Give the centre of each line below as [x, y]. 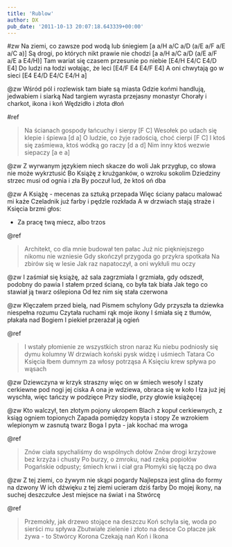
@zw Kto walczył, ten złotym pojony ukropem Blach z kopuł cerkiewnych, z [115, 411]
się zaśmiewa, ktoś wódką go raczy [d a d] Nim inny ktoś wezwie [117, 145]
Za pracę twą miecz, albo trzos [61, 222]
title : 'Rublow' [30, 14]
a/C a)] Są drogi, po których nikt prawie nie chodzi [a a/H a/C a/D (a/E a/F [112, 53]
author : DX [23, 20]
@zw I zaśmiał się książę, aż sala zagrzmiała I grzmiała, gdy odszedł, [106, 277]
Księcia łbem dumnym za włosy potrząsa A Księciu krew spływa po [120, 361]
